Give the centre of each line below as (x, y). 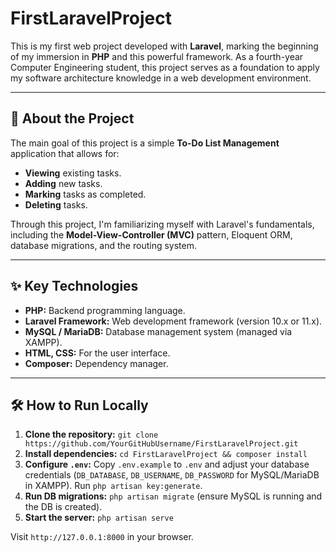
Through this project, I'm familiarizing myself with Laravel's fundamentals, (162, 224)
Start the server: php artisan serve (99, 518)
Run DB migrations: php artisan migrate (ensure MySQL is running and (173, 496)
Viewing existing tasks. (73, 173)
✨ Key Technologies (74, 286)
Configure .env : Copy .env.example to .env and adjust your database (167, 464)
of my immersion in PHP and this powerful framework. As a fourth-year (157, 56)
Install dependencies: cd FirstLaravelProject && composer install (166, 454)
